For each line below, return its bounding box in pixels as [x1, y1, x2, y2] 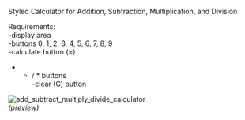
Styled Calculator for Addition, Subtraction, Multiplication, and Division [8, 7, 238, 16]
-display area [8, 31, 51, 39]
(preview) [8, 103, 40, 112]
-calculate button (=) [8, 47, 76, 56]
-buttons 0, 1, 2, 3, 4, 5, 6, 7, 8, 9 [8, 39, 113, 48]
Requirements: [8, 22, 55, 31]
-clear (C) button [31, 79, 87, 88]
